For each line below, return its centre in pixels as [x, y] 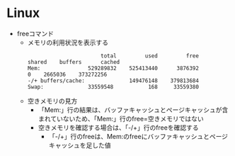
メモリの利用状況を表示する [68, 42]
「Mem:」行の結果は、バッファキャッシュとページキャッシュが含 [133, 110]
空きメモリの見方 [52, 101]
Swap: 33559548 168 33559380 [113, 87]
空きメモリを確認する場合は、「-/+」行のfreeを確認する [118, 127]
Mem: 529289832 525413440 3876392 [113, 68]
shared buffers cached [74, 62]
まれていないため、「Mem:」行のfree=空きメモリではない [121, 118]
